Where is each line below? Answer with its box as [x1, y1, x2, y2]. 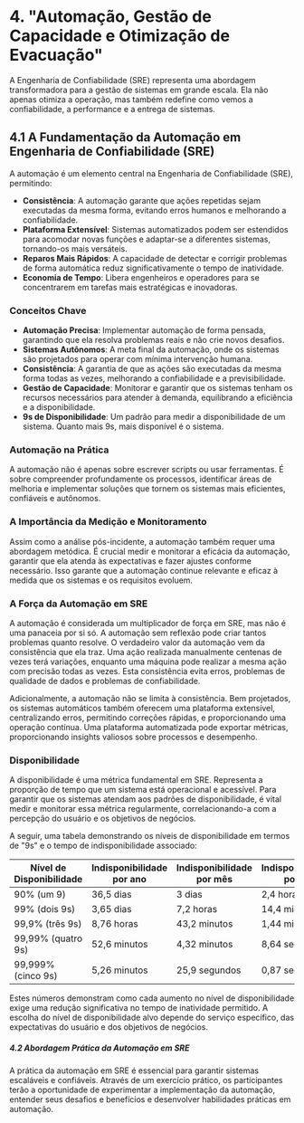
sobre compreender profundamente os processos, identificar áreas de [9, 473, 272, 485]
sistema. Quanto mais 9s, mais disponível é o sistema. [22, 421, 224, 432]
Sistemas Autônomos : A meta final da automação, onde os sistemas [22, 344, 280, 355]
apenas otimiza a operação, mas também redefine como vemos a [9, 93, 253, 105]
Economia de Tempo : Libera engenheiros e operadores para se [22, 271, 260, 282]
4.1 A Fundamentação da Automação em [9, 129, 242, 146]
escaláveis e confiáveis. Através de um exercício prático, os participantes [9, 1075, 283, 1086]
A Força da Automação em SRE [9, 597, 148, 610]
